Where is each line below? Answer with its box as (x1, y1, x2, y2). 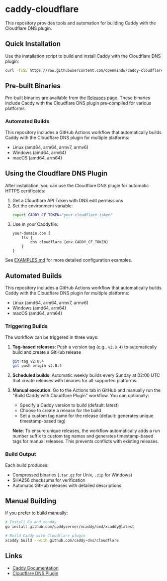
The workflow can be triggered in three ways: (5, 334, 98, 340)
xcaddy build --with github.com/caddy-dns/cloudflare (5, 538, 119, 543)
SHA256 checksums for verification (12, 477, 85, 483)
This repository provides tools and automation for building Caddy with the (5, 20, 156, 26)
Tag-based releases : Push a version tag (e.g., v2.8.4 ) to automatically (12, 344, 157, 350)
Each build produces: (5, 462, 49, 468)
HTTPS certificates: (5, 188, 46, 194)
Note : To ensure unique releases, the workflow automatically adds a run (12, 428, 160, 434)
